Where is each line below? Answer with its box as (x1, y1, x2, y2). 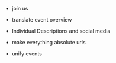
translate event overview (11, 16, 72, 23)
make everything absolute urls (11, 39, 86, 45)
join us (11, 5, 28, 12)
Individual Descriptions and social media (11, 27, 111, 34)
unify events (11, 50, 43, 57)
